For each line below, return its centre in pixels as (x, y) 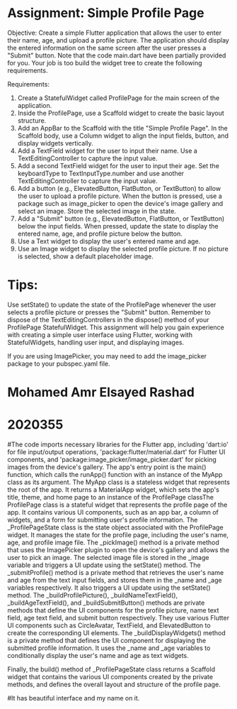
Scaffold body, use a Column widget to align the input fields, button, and (123, 136)
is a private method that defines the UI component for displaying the (107, 641)
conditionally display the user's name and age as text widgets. (98, 655)
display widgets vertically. (55, 143)
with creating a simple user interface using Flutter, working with (100, 334)
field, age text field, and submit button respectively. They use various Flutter (118, 618)
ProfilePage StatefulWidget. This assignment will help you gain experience (116, 327)
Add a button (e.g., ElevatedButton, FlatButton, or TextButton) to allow (119, 188)
